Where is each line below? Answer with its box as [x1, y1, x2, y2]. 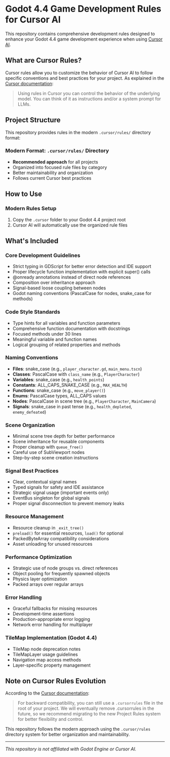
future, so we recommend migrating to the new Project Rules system [17, 711, 161, 717]
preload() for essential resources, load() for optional [12, 530, 124, 536]
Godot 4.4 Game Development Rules [5, 3, 162, 15]
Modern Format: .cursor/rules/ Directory [5, 147, 109, 154]
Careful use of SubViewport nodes [12, 449, 85, 455]
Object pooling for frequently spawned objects [12, 571, 110, 577]
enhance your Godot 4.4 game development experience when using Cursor [5, 36, 163, 42]
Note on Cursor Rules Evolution [5, 677, 106, 685]
